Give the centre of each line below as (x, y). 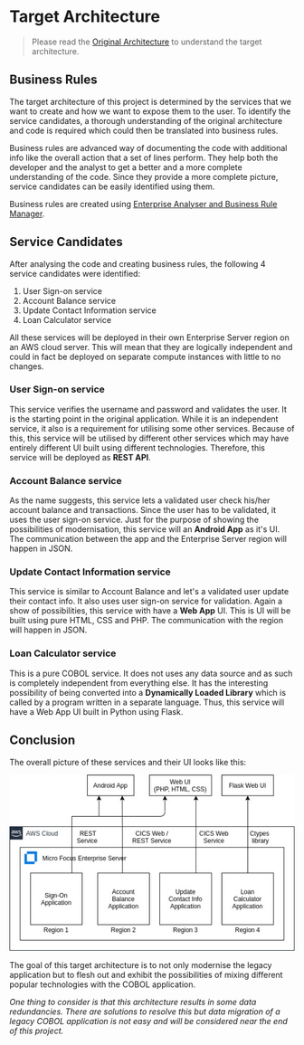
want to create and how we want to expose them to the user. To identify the (150, 111)
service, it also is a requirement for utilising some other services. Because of (152, 428)
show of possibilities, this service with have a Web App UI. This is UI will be (150, 611)
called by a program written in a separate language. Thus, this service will (147, 702)
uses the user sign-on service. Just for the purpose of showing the (134, 520)
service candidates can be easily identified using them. (112, 186)
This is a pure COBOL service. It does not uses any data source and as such (151, 673)
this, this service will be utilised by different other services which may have (149, 438)
